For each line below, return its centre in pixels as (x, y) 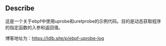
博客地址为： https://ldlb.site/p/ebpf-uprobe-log (55, 38)
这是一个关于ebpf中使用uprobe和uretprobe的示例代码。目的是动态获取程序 (83, 21)
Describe (20, 8)
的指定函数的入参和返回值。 (34, 27)
